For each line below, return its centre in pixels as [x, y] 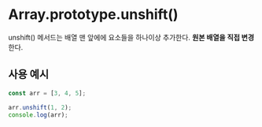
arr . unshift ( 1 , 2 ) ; [40, 107]
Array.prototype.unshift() [93, 15]
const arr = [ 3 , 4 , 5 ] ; [47, 93]
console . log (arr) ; [38, 115]
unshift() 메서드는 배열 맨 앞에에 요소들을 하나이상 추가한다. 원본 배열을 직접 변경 [131, 37]
